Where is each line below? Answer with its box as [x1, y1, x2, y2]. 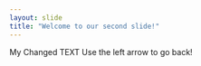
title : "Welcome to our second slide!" [9, 22, 160, 31]
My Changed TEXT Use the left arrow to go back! [9, 46, 193, 57]
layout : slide [9, 13, 63, 23]
